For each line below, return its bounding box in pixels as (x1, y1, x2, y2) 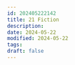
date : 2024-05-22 (7, 28, 57, 36)
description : (7, 22, 44, 29)
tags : (7, 41, 22, 48)
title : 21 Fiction (7, 16, 59, 23)
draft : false (7, 48, 44, 55)
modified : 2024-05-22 (7, 35, 69, 42)
